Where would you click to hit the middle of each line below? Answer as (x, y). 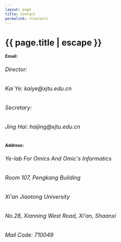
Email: (11, 56)
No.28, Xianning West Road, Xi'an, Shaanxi (60, 216)
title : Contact (20, 14)
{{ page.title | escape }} (53, 42)
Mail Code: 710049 (29, 235)
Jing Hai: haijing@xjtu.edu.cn (43, 127)
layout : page (18, 9)
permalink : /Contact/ (27, 18)
